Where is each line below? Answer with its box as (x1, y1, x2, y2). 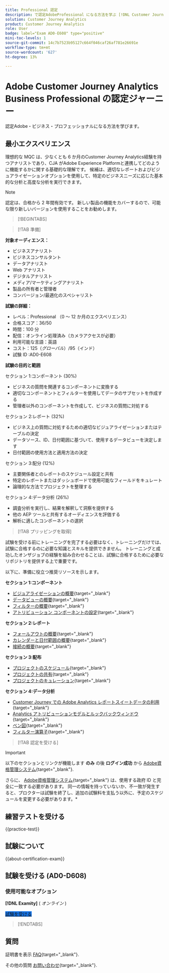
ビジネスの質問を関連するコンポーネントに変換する (12, 384, 119, 390)
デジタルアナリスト (12, 273, 53, 280)
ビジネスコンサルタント (12, 254, 61, 260)
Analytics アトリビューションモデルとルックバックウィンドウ (12, 711, 139, 717)
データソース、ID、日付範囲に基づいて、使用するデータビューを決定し (12, 437, 157, 443)
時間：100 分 (12, 327, 39, 333)
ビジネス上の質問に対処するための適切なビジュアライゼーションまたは (12, 424, 158, 430)
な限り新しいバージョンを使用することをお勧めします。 (5, 206, 120, 212)
